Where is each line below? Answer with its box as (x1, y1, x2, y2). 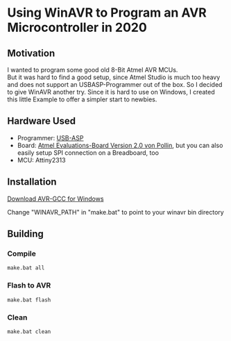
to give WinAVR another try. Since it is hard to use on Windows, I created (7, 88, 215, 96)
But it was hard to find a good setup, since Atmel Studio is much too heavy (7, 73, 221, 81)
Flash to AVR (7, 281, 51, 290)
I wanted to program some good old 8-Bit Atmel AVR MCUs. (7, 66, 178, 74)
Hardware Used (7, 115, 76, 127)
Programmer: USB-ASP (17, 133, 84, 142)
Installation (7, 176, 57, 188)
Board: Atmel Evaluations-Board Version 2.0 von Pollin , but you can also (17, 141, 223, 149)
